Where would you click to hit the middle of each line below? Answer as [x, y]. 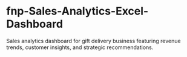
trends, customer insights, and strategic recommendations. [80, 47]
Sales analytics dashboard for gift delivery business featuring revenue [93, 41]
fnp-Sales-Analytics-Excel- [77, 11]
